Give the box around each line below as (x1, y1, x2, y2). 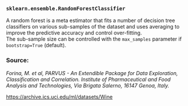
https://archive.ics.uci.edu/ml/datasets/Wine (6, 93, 113, 100)
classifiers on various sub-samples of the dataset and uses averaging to (6, 23, 180, 30)
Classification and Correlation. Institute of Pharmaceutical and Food (6, 76, 171, 83)
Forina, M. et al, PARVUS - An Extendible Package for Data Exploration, (6, 69, 178, 76)
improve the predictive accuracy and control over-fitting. (6, 29, 142, 37)
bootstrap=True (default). (6, 42, 67, 49)
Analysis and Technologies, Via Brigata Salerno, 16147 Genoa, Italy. (6, 82, 169, 89)
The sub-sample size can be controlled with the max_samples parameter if (6, 36, 182, 43)
